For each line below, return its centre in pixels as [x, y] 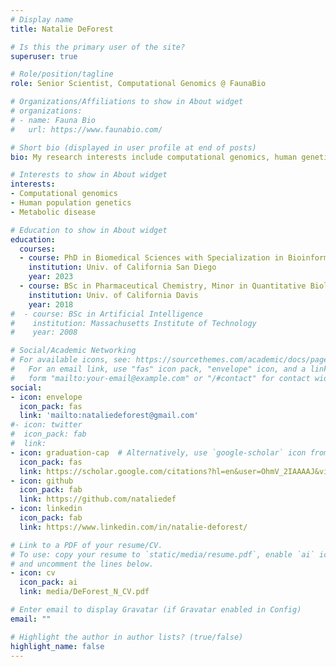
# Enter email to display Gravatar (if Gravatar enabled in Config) [156, 610]
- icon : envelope [46, 397]
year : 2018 [51, 304]
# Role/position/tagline [62, 74]
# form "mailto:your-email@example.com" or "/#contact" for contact [160, 378]
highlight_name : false [57, 646]
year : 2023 [51, 277]
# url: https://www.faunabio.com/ [86, 129]
